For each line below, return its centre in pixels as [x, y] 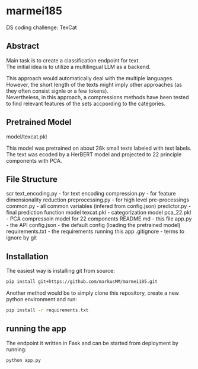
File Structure [32, 179]
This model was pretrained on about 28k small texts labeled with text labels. [99, 148]
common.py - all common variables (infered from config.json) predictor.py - [99, 206]
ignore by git [22, 238]
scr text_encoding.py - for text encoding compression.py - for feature [91, 194]
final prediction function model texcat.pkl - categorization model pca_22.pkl [99, 213]
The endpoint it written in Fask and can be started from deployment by [92, 343]
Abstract [23, 46]
